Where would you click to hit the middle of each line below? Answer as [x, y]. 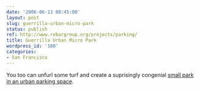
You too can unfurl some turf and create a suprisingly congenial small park [100, 75]
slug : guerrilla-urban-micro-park [50, 23]
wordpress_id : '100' [33, 46]
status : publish [27, 29]
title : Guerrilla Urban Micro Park [52, 40]
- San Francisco [27, 57]
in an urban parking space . [40, 81]
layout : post [23, 18]
